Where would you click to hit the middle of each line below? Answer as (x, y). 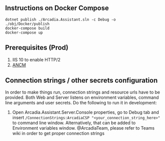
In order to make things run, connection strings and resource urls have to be (83, 92)
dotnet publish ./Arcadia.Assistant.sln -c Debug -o (61, 19)
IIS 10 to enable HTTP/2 (36, 59)
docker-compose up (24, 32)
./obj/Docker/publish (27, 24)
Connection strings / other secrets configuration (82, 80)
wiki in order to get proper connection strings (58, 134)
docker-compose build (27, 28)
